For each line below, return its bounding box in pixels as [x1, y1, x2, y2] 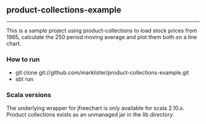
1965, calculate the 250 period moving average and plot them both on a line [6, 33, 197, 40]
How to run [6, 55, 40, 64]
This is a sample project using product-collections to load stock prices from [6, 27, 197, 34]
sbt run [15, 76, 34, 83]
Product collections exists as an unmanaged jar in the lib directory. [6, 111, 175, 119]
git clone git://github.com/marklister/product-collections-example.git [15, 69, 189, 76]
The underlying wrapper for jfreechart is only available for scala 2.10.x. [6, 104, 185, 112]
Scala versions [6, 91, 51, 100]
